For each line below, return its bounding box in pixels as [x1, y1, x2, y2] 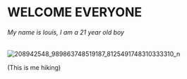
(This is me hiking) [7, 63, 61, 72]
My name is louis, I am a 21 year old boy [7, 28, 125, 36]
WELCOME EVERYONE [7, 4, 143, 20]
